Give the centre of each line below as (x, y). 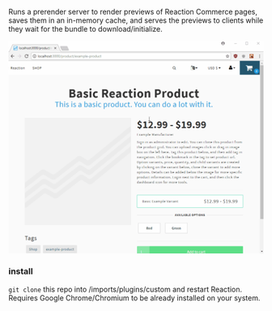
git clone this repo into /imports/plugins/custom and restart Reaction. (125, 289)
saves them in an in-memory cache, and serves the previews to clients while (136, 20)
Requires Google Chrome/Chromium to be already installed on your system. (134, 298)
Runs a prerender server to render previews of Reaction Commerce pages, (133, 12)
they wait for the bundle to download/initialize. (86, 29)
